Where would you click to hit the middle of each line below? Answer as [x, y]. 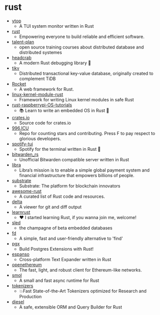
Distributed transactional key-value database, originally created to [86, 73]
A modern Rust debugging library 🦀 [55, 63]
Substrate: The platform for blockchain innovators [70, 186]
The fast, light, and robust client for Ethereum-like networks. [80, 270]
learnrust [21, 212]
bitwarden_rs [25, 154]
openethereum [27, 265]
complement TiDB [38, 79]
